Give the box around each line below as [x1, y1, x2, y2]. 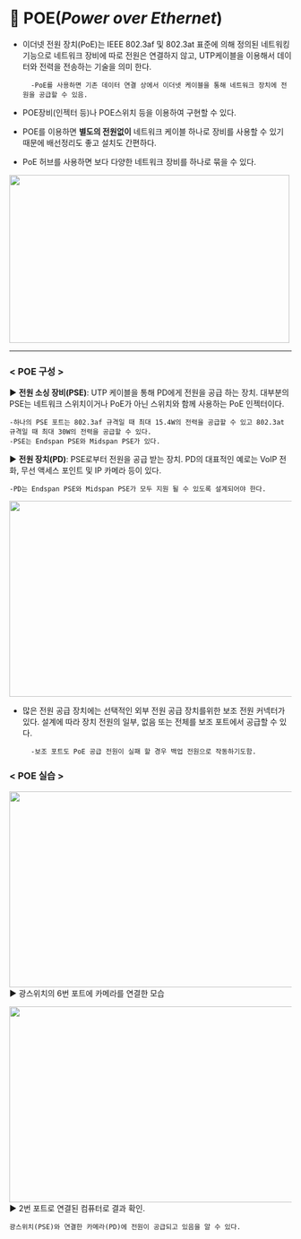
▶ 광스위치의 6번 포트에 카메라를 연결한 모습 [9, 987, 165, 998]
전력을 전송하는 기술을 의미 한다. [39, 61, 152, 72]
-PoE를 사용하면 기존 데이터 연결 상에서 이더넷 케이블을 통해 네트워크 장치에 [30, 81, 278, 90]
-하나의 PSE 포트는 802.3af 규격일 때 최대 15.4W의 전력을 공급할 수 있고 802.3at [9, 418, 285, 427]
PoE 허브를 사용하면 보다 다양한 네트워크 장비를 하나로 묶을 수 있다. [21, 156, 257, 167]
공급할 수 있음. [39, 90, 88, 99]
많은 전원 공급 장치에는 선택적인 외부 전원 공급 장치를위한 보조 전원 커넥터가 [21, 705, 286, 716]
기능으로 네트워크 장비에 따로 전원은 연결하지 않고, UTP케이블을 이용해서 [21, 49, 276, 61]
